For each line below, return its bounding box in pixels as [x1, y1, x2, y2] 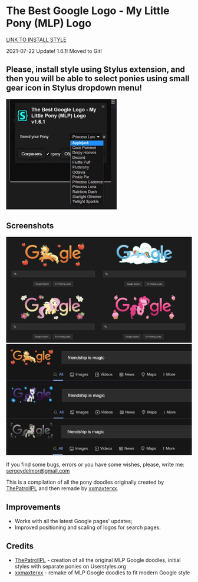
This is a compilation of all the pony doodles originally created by [6, 478, 164, 486]
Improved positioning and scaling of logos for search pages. [14, 524, 161, 531]
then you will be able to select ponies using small [6, 74, 190, 84]
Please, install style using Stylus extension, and [6, 65, 186, 75]
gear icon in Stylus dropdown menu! [6, 83, 143, 93]
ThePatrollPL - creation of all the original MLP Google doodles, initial [14, 556, 181, 563]
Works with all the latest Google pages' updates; [14, 518, 133, 525]
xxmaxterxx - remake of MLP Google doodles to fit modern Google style [14, 569, 190, 576]
